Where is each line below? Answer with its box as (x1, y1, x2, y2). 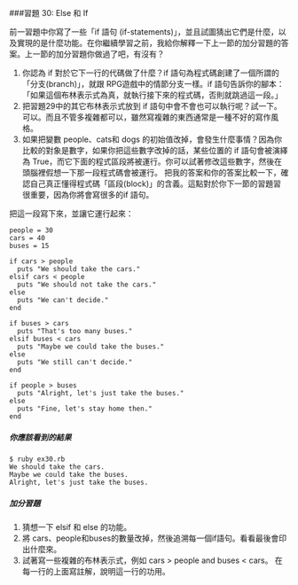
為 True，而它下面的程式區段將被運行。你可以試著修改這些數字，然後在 (21, 156, 282, 167)
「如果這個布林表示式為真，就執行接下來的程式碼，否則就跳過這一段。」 (21, 90, 283, 100)
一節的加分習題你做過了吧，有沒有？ (32, 49, 165, 59)
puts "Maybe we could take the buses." (17, 342, 165, 351)
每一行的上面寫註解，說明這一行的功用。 (21, 565, 170, 576)
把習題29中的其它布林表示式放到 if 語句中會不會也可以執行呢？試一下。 (21, 101, 282, 111)
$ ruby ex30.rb (9, 455, 66, 464)
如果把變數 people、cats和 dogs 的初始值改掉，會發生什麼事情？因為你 (21, 134, 282, 144)
